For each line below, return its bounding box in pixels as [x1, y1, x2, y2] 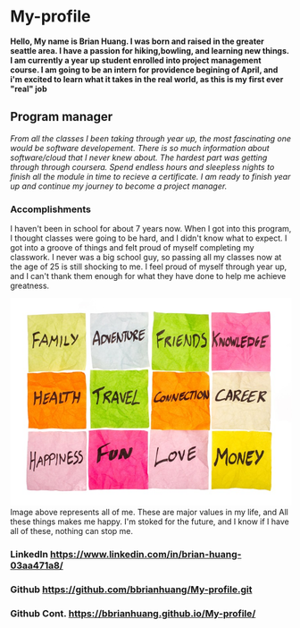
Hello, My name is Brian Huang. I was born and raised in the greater [10, 36, 264, 47]
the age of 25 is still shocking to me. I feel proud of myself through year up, [10, 261, 287, 272]
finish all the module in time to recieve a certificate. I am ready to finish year [10, 171, 291, 182]
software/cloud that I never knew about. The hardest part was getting [10, 152, 268, 163]
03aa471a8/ [10, 559, 63, 572]
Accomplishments [10, 203, 92, 216]
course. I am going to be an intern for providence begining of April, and [10, 64, 279, 75]
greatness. [10, 280, 50, 292]
